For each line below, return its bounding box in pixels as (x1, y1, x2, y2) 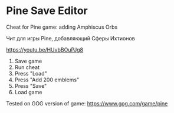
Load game (14, 88, 42, 95)
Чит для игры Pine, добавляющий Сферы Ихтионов (6, 35, 135, 42)
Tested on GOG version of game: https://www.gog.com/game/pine (6, 100, 168, 107)
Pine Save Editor (6, 4, 88, 18)
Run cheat (14, 63, 40, 71)
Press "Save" (14, 82, 47, 89)
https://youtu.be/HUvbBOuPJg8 (6, 46, 84, 53)
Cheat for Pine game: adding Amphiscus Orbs (6, 23, 118, 30)
